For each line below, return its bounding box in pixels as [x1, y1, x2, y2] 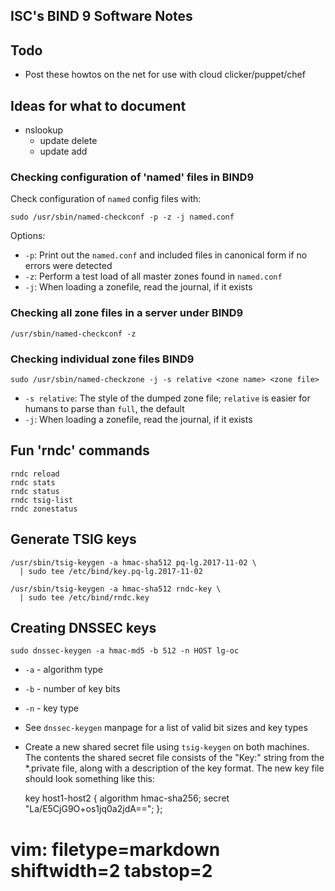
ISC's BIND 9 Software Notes [10, 8, 193, 25]
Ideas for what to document [10, 97, 187, 114]
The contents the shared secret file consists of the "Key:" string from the [24, 752, 325, 764]
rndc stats [10, 477, 56, 488]
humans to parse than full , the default [24, 402, 185, 414]
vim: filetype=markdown [10, 838, 221, 861]
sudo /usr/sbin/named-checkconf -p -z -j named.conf [10, 212, 235, 223]
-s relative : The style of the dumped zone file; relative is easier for [24, 392, 311, 404]
